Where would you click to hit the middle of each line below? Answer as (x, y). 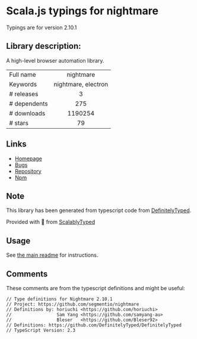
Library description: (44, 46)
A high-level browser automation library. (55, 60)
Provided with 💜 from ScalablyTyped (51, 222)
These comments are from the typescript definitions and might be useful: (96, 288)
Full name (23, 74)
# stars (19, 123)
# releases (24, 94)
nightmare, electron (81, 84)
